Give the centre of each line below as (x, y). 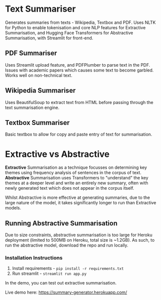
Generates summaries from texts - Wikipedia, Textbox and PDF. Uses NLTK (80, 22)
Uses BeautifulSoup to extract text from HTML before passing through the (79, 102)
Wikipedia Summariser (40, 91)
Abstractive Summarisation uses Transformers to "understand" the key (77, 178)
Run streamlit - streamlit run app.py (49, 274)
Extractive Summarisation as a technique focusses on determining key (76, 168)
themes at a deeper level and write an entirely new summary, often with (77, 183)
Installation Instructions (34, 258)
